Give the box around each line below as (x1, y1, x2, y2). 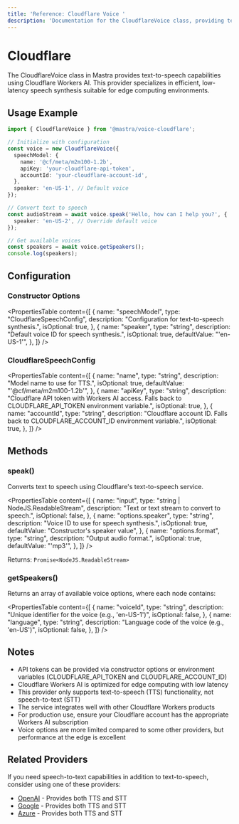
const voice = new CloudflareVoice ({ (7, 145, 119, 152)
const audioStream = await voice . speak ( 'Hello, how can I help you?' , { (7, 210, 228, 218)
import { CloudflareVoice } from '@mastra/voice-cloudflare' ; (7, 126, 196, 133)
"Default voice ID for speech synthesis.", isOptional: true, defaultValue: (7, 330, 214, 338)
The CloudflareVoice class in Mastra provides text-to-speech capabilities (7, 71, 221, 80)
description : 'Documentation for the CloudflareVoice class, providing (7, 17, 224, 24)
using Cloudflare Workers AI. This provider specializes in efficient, (7, 79, 201, 87)
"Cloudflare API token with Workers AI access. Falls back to (7, 394, 182, 402)
